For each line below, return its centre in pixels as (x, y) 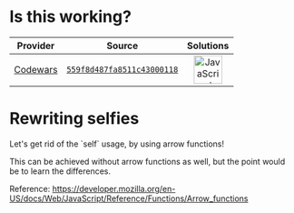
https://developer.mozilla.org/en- (114, 188)
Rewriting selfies (74, 119)
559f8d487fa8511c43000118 (122, 69)
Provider (36, 46)
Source (122, 46)
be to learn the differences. (60, 171)
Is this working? (70, 17)
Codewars (36, 69)
